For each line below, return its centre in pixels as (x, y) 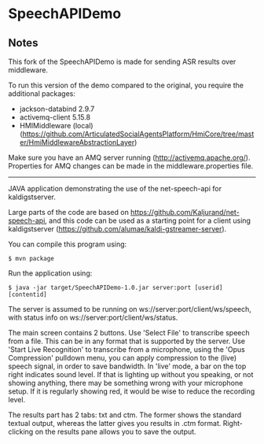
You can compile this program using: (68, 244)
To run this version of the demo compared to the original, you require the (126, 85)
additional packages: (42, 94)
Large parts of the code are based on (69, 212)
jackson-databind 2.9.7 (57, 109)
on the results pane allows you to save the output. (115, 431)
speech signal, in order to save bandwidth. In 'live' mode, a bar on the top (127, 366)
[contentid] (27, 294)
